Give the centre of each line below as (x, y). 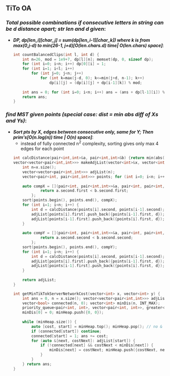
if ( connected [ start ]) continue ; (67, 331)
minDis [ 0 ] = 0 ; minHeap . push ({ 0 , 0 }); (63, 312)
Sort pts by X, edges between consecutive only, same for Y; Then (83, 132)
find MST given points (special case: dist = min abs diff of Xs (82, 115)
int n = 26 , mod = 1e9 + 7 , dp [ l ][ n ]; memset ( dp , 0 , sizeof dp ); (88, 59)
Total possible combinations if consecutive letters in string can (85, 23)
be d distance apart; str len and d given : (56, 29)
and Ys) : (16, 121)
